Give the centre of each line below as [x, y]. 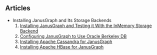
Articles [18, 8]
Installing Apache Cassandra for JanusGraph [66, 41]
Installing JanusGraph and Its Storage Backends [62, 20]
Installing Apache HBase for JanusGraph [62, 46]
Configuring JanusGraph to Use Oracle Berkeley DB [73, 36]
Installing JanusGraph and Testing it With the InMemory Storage [86, 25]
